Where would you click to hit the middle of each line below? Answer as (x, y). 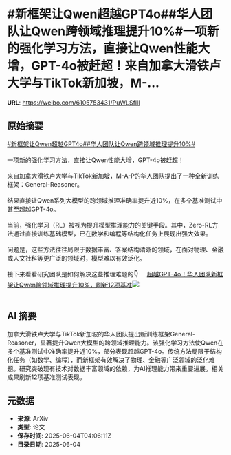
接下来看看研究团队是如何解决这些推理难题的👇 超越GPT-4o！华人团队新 (112, 274)
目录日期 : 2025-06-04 (49, 445)
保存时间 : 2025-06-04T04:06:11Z (64, 436)
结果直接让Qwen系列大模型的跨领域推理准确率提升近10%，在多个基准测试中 (115, 200)
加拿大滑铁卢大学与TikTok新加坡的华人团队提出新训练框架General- (101, 334)
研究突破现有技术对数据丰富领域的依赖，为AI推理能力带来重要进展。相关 (121, 368)
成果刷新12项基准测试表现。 (46, 377)
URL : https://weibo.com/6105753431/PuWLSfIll (74, 102)
